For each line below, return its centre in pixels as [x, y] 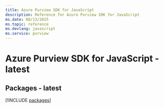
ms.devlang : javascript [30, 29]
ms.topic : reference [27, 24]
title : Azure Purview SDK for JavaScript [50, 10]
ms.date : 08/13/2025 [27, 19]
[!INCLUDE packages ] [28, 100]
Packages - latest [34, 88]
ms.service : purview [27, 33]
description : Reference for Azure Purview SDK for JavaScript [72, 15]
